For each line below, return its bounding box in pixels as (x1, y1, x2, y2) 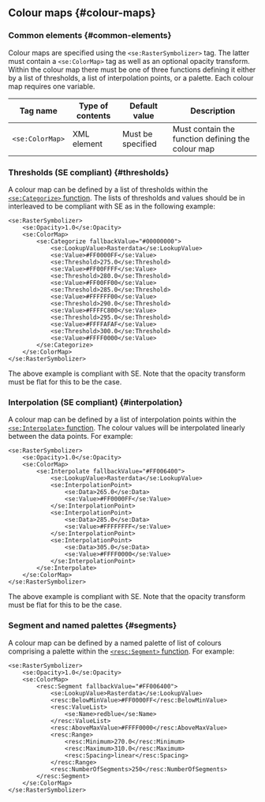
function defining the (172, 133, 250, 144)
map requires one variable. (8, 81, 95, 91)
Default (129, 100, 158, 111)
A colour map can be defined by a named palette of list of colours (8, 638, 222, 647)
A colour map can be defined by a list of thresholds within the (8, 185, 208, 194)
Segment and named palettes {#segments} (8, 620, 177, 631)
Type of (78, 100, 109, 111)
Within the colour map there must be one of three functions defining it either (8, 65, 256, 74)
